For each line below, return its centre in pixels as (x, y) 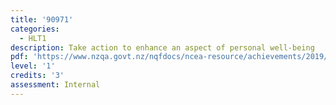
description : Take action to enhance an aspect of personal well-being (162, 47)
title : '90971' (42, 19)
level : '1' (33, 66)
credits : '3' (37, 76)
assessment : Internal (55, 85)
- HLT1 (33, 38)
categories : (35, 29)
